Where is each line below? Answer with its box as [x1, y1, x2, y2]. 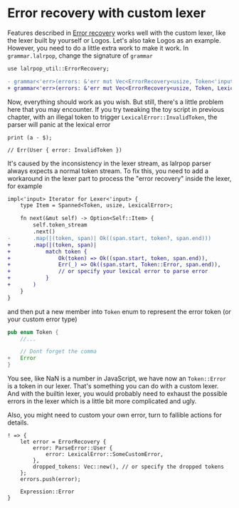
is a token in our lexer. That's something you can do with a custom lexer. [7, 382, 219, 390]
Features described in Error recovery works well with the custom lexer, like [7, 28, 226, 37]
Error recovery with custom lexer [7, 5, 206, 21]
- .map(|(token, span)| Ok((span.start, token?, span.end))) [7, 234, 212, 242]
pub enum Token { [7, 328, 59, 336]
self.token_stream [33, 222, 87, 229]
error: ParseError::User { [33, 445, 113, 452]
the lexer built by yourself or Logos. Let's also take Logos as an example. [7, 36, 221, 44]
